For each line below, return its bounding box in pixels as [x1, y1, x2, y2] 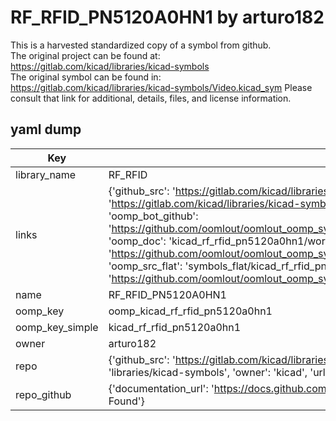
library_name [15, 167, 77, 181]
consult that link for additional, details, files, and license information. [10, 92, 292, 104]
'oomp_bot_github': [108, 209, 199, 223]
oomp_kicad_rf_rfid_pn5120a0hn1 [108, 304, 273, 318]
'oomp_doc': [108, 234, 167, 248]
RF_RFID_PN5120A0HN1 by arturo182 [10, 6, 325, 29]
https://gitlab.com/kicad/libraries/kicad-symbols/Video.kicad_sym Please [10, 81, 313, 93]
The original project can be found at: [10, 49, 161, 61]
